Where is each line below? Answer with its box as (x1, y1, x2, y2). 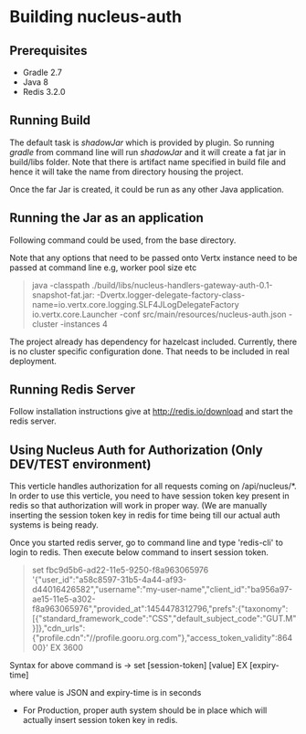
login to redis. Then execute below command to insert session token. (9, 547, 269, 558)
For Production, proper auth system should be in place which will (22, 705, 268, 716)
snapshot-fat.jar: (31, 289, 95, 300)
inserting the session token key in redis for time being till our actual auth (9, 509, 280, 521)
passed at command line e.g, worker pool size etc (9, 262, 197, 273)
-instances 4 (59, 318, 108, 330)
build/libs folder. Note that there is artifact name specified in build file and (9, 156, 286, 167)
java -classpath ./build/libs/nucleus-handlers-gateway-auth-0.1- (31, 279, 273, 290)
